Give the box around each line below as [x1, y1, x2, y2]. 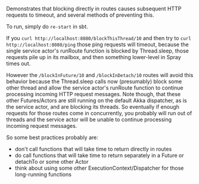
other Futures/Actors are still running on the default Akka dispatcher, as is [6, 97, 187, 104]
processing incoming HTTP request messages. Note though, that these [6, 91, 181, 97]
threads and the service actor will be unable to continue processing [6, 116, 172, 123]
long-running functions [14, 171, 71, 178]
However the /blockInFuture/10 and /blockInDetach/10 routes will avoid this [6, 72, 194, 78]
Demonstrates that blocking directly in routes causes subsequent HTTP [6, 5, 182, 12]
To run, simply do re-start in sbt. [6, 23, 88, 30]
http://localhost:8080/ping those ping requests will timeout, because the [6, 41, 189, 48]
